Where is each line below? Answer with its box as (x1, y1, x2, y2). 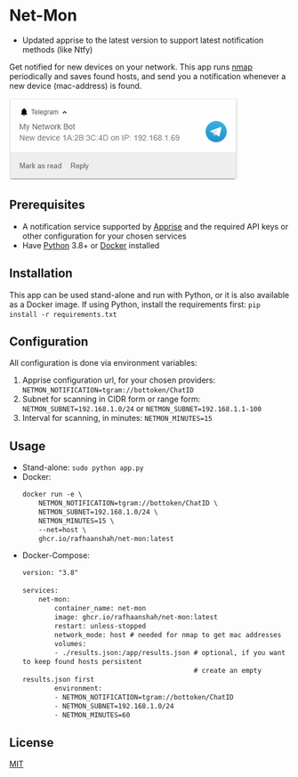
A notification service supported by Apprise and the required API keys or (21, 221, 289, 231)
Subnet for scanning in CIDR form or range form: (21, 393, 201, 405)
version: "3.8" (21, 569, 79, 578)
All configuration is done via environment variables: (9, 358, 197, 368)
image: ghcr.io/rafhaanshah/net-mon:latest (54, 613, 218, 622)
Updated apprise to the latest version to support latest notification (21, 35, 264, 45)
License (9, 735, 54, 750)
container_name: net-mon (54, 604, 147, 613)
